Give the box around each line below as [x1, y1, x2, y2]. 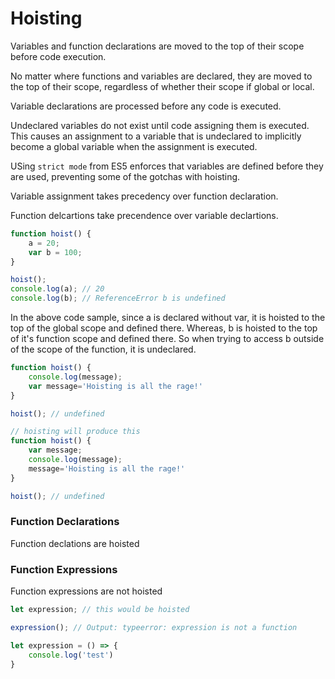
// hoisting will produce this [10, 427, 141, 437]
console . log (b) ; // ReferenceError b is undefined [10, 293, 226, 304]
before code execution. [10, 50, 107, 62]
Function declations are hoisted [10, 537, 140, 549]
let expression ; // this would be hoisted [10, 605, 190, 615]
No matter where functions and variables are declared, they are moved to [10, 70, 313, 82]
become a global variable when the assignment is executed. [10, 140, 258, 152]
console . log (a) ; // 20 [10, 284, 105, 294]
